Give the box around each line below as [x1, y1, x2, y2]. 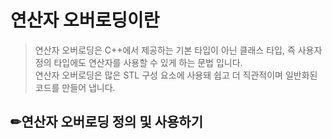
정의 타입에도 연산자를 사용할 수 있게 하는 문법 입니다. [34, 56, 243, 68]
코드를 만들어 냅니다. [34, 81, 116, 93]
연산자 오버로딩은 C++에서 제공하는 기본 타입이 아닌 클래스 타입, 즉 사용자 [34, 44, 323, 56]
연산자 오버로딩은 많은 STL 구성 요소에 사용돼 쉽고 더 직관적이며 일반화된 [34, 69, 318, 81]
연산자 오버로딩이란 [10, 9, 160, 32]
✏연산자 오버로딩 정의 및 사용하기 [10, 114, 203, 131]
